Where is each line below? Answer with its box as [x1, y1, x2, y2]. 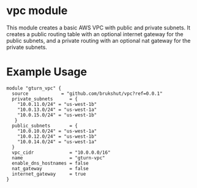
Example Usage [6, 65, 87, 79]
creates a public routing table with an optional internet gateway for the [6, 30, 184, 37]
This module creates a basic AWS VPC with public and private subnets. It [6, 24, 191, 31]
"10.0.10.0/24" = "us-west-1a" [17, 128, 97, 134]
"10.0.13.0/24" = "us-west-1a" [17, 107, 97, 113]
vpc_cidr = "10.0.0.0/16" [12, 149, 111, 156]
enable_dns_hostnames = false [12, 160, 89, 166]
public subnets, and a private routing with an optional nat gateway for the [6, 37, 191, 44]
